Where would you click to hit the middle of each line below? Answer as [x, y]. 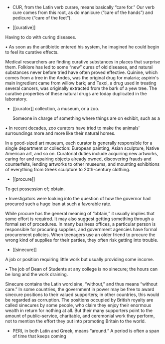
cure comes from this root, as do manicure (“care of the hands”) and [83, 12]
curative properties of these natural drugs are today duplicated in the [76, 94]
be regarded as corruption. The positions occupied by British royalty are [79, 300]
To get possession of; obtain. [35, 189]
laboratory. [16, 99]
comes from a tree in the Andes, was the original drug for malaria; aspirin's [82, 78]
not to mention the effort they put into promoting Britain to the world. [76, 321]
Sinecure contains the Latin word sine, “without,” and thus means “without [82, 284]
